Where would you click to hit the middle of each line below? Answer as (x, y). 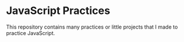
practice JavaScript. (31, 33)
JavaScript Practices (58, 11)
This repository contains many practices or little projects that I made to (92, 27)
